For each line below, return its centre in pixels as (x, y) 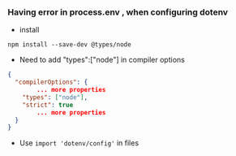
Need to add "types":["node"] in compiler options (102, 60)
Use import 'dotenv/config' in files (79, 143)
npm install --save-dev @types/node (69, 45)
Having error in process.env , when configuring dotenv (118, 12)
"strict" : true (48, 105)
